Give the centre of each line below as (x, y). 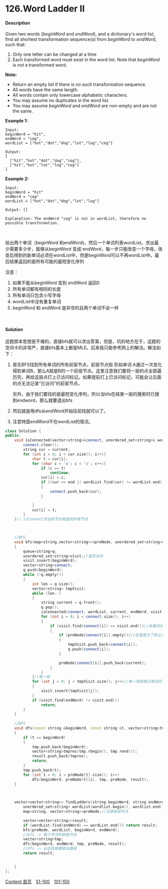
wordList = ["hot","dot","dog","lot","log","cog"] (59, 143)
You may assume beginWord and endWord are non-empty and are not (84, 106)
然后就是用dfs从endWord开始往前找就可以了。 (60, 411)
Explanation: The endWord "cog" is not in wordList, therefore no (76, 219)
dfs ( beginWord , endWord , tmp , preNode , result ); (75, 844)
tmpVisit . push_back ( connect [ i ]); (102, 645)
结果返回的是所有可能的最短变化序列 (46, 262)
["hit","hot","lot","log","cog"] (44, 165)
